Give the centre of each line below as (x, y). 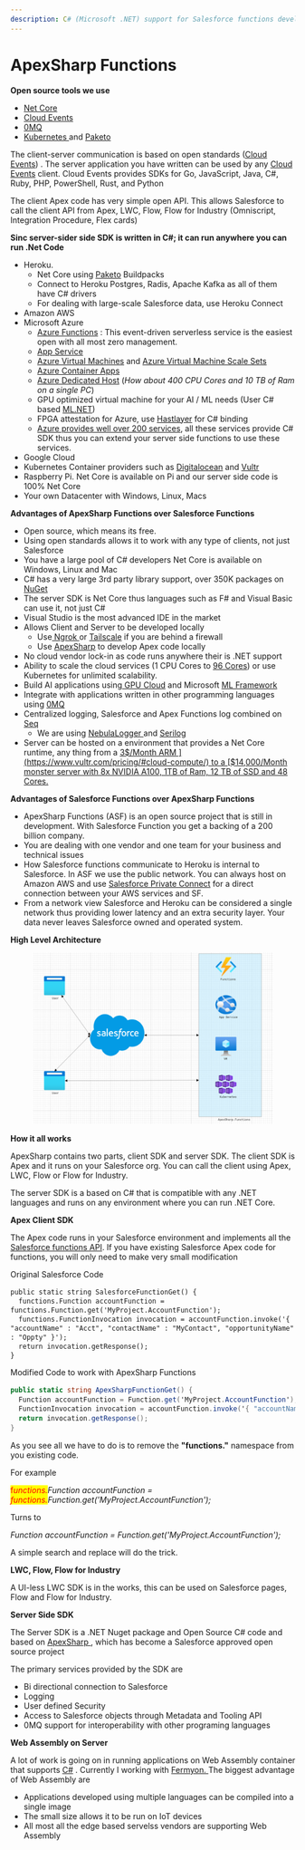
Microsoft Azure (53, 323)
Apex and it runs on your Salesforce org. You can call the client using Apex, (151, 1165)
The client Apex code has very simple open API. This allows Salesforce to (147, 200)
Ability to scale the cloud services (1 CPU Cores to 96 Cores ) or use (150, 665)
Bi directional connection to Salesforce (95, 1687)
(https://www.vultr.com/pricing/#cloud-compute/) (116, 762)
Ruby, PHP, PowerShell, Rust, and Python (87, 183)
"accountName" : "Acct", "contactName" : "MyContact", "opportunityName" (152, 1328)
